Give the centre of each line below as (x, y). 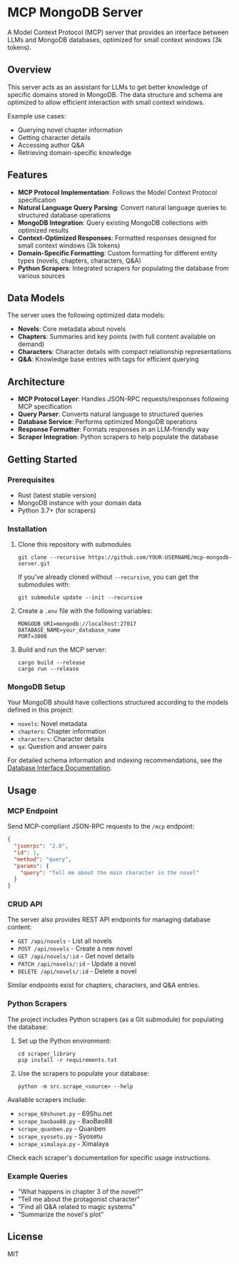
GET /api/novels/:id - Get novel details (76, 956)
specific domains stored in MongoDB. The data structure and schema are (115, 94)
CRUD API (25, 904)
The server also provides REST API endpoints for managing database (109, 920)
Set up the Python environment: (65, 1041)
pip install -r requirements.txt (67, 1060)
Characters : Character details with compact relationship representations (124, 352)
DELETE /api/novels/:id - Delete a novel (77, 971)
